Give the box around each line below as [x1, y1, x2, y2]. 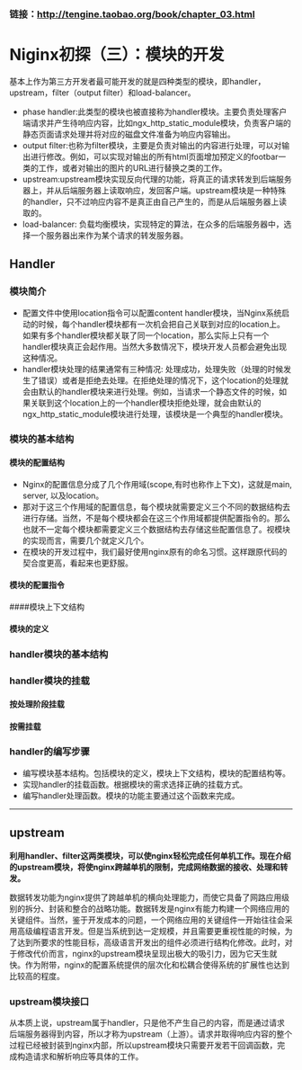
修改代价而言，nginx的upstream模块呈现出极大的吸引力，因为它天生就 [16, 948, 278, 959]
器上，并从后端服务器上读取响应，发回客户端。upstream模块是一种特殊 [22, 184, 287, 195]
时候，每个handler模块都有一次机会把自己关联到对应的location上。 [38, 318, 286, 329]
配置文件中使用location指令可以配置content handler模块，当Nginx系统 [22, 308, 282, 318]
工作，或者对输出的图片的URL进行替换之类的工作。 [38, 162, 227, 173]
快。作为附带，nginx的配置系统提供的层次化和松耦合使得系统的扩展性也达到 [9, 959, 290, 970]
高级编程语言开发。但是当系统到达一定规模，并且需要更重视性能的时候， [16, 925, 285, 936]
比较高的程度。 [9, 970, 65, 981]
